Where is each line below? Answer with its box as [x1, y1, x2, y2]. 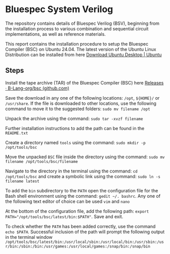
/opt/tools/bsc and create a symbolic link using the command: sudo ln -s [5, 173, 161, 179]
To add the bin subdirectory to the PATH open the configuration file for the [5, 187, 158, 193]
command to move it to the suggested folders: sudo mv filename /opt [5, 105, 150, 112]
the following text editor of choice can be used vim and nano [5, 198, 130, 204]
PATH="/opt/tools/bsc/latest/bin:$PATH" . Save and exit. [5, 214, 123, 220]
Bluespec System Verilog [5, 4, 113, 15]
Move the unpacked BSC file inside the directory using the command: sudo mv [5, 153, 165, 160]
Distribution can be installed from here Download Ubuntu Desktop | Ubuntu [5, 52, 162, 58]
